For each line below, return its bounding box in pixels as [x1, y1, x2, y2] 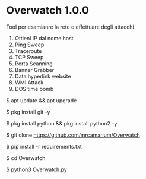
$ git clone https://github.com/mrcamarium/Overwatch [6, 131, 141, 139]
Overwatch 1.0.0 [6, 4, 89, 17]
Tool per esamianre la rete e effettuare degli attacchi [6, 23, 135, 30]
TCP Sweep [14, 54, 44, 61]
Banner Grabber [14, 66, 55, 73]
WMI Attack [14, 78, 44, 86]
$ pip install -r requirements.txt [6, 143, 82, 150]
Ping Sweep [14, 41, 45, 48]
